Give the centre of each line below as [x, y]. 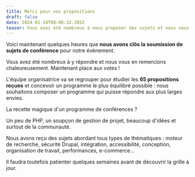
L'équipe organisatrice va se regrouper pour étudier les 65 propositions [93, 79]
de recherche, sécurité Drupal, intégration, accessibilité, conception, [88, 144]
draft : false [22, 17]
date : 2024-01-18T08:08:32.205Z [45, 22]
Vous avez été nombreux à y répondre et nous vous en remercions [86, 62]
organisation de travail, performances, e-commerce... [70, 151]
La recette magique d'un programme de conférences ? [72, 109]
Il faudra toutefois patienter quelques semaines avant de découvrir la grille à [98, 162]
